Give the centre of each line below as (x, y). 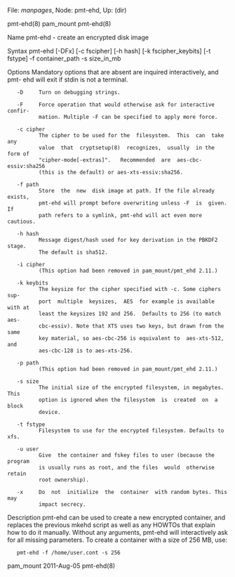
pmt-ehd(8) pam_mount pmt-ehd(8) (59, 24)
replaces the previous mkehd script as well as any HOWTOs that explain (112, 525)
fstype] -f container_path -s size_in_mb (64, 58)
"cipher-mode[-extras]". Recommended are (105, 160)
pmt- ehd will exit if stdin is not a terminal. (68, 79)
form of (19, 154)
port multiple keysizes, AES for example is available (127, 302)
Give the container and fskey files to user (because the (127, 455)
